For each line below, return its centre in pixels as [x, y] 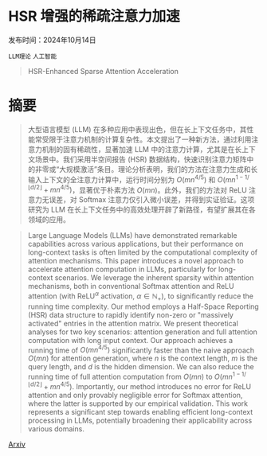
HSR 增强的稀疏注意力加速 [94, 16]
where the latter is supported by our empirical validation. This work [138, 403]
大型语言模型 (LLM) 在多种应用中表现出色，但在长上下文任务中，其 [137, 129]
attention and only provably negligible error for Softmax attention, [135, 395]
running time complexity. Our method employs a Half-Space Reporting [143, 306]
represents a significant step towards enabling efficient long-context [140, 411]
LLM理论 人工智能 [33, 57]
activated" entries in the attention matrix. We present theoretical [133, 323]
